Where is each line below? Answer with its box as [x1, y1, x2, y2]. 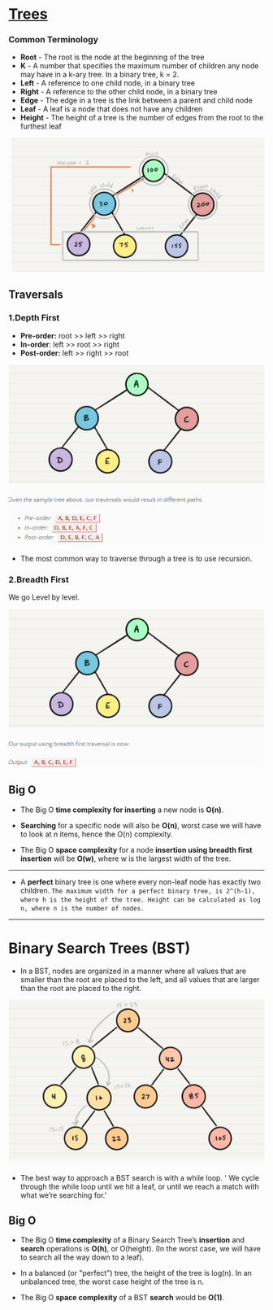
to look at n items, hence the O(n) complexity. [19, 829, 173, 839]
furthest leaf [19, 121, 63, 131]
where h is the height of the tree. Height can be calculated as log [19, 896, 262, 904]
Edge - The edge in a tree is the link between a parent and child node [19, 95, 253, 106]
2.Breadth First [8, 574, 69, 585]
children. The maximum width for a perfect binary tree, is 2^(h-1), [19, 885, 256, 895]
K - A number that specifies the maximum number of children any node [19, 61, 259, 71]
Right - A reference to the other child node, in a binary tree [19, 87, 218, 97]
